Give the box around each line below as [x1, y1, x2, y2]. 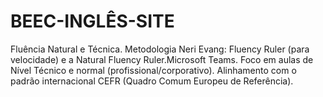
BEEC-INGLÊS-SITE [10, 10, 175, 33]
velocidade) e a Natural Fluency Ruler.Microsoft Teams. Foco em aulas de [10, 53, 314, 65]
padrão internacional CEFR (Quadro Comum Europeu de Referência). [10, 75, 294, 87]
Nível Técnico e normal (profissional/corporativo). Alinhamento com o [10, 64, 297, 76]
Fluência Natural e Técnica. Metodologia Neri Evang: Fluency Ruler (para [10, 43, 310, 55]
